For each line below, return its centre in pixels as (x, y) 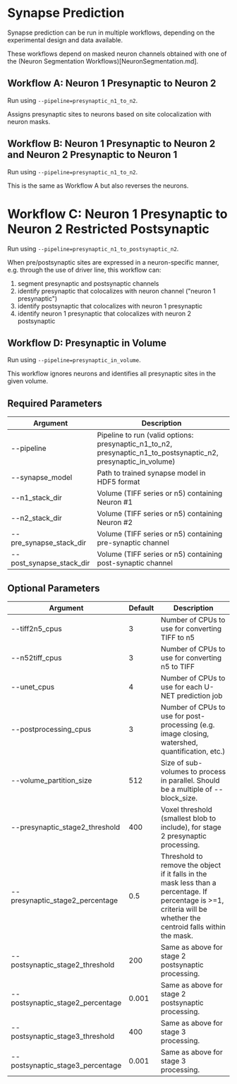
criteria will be (184, 909)
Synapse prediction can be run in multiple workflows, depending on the (111, 32)
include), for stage (192, 827)
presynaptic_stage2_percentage (65, 900)
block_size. (180, 797)
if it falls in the (184, 874)
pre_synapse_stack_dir (49, 543)
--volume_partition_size (51, 780)
